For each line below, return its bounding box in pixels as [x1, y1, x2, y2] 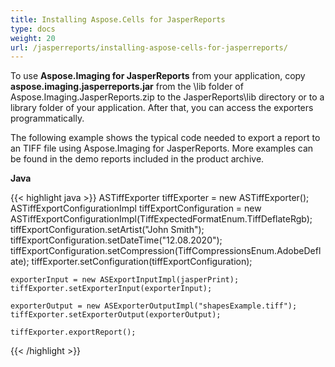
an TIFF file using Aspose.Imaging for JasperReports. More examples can [10, 142, 314, 155]
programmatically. [10, 112, 85, 125]
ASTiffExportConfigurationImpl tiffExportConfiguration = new [10, 202, 262, 215]
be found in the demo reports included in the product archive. [10, 153, 265, 165]
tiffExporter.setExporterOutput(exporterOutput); [10, 310, 222, 320]
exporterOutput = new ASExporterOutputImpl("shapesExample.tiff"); [10, 301, 298, 311]
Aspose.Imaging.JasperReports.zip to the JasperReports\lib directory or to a [10, 91, 325, 103]
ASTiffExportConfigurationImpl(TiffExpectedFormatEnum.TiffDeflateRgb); [10, 213, 313, 225]
